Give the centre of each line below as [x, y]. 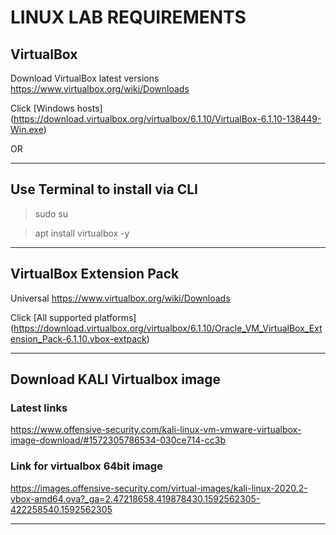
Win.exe [27, 129]
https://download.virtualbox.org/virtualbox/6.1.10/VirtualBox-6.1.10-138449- [167, 119]
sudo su [51, 213]
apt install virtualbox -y [82, 233]
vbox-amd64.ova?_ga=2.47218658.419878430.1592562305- [135, 498]
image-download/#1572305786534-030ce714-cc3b [118, 440]
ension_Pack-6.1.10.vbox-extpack [78, 338]
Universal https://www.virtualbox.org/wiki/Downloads [120, 298]
